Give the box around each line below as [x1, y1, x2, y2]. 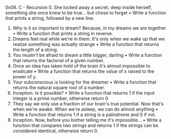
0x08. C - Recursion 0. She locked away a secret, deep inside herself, [5, 5, 152, 10]
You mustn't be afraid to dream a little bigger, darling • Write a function [12, 52, 162, 58]
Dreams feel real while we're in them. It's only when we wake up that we [12, 36, 165, 42]
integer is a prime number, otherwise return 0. [12, 95, 110, 101]
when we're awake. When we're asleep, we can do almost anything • [12, 106, 158, 112]
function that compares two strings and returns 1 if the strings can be [12, 122, 159, 128]
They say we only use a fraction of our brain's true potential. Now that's [12, 101, 164, 106]
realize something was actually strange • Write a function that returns [12, 41, 159, 47]
